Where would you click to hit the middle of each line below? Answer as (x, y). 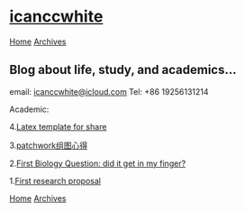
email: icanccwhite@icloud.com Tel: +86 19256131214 (109, 91)
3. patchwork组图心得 (49, 145)
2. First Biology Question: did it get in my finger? (98, 163)
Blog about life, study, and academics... (123, 70)
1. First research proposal (55, 180)
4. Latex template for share (58, 126)
